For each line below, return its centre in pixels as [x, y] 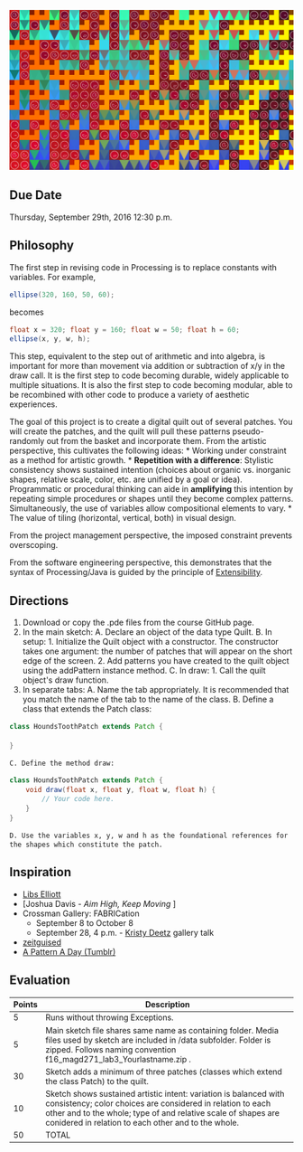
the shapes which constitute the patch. [87, 845]
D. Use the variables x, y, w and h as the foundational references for [149, 836]
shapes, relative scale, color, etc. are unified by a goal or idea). [126, 479]
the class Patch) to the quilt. [96, 1081]
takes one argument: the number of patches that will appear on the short [157, 651]
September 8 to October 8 [84, 922]
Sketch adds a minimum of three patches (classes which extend [163, 1072]
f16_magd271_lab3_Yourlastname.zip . [118, 1059]
